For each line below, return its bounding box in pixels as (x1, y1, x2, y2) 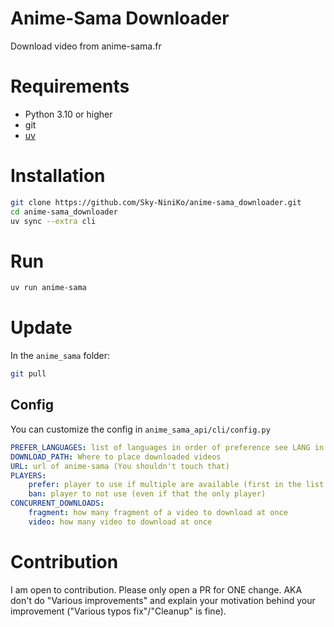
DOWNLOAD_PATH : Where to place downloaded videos (10, 452, 222, 462)
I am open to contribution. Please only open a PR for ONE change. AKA (10, 583, 303, 596)
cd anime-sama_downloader (10, 207, 118, 217)
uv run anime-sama (10, 283, 87, 293)
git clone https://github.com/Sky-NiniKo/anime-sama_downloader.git (10, 197, 302, 207)
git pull (10, 369, 47, 379)
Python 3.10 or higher (24, 108, 113, 120)
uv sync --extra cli (10, 216, 97, 226)
